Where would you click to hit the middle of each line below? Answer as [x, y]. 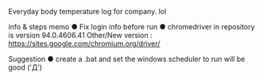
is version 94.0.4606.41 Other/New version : [80, 35]
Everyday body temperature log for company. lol [87, 11]
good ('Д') [25, 67]
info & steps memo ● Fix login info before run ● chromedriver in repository [132, 27]
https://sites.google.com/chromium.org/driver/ [84, 44]
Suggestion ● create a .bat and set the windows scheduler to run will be [127, 59]
